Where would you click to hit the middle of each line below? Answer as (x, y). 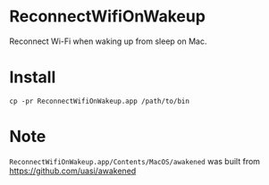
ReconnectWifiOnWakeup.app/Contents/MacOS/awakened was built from (135, 161)
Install (33, 77)
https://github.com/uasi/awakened (73, 171)
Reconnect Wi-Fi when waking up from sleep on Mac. (108, 41)
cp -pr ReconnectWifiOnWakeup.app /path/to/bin (100, 101)
